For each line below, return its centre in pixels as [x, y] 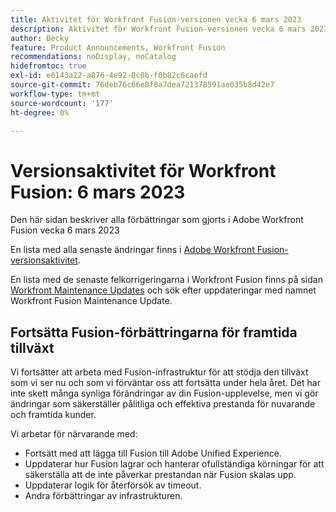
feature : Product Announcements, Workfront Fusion [118, 47]
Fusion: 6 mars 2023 [98, 192]
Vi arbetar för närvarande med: [74, 434]
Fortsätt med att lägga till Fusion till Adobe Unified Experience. [153, 453]
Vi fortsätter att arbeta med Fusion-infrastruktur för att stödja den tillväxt [159, 372]
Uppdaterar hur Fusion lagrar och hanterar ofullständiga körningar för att [174, 464]
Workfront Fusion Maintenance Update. [91, 301]
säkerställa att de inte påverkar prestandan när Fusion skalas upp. [160, 475]
